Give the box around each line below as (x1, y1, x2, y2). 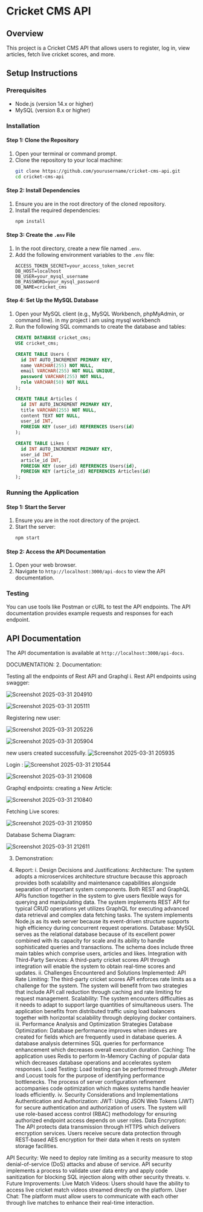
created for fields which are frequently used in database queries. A (14, 1033, 182, 1040)
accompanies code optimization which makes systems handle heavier (14, 1085, 190, 1092)
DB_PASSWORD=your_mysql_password (14, 279, 100, 285)
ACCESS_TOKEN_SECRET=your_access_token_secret (14, 263, 135, 269)
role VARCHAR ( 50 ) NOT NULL (21, 379, 89, 385)
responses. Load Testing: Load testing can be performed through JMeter (14, 1065, 197, 1073)
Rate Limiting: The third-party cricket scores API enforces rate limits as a (14, 976, 196, 983)
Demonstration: (14, 855, 54, 862)
